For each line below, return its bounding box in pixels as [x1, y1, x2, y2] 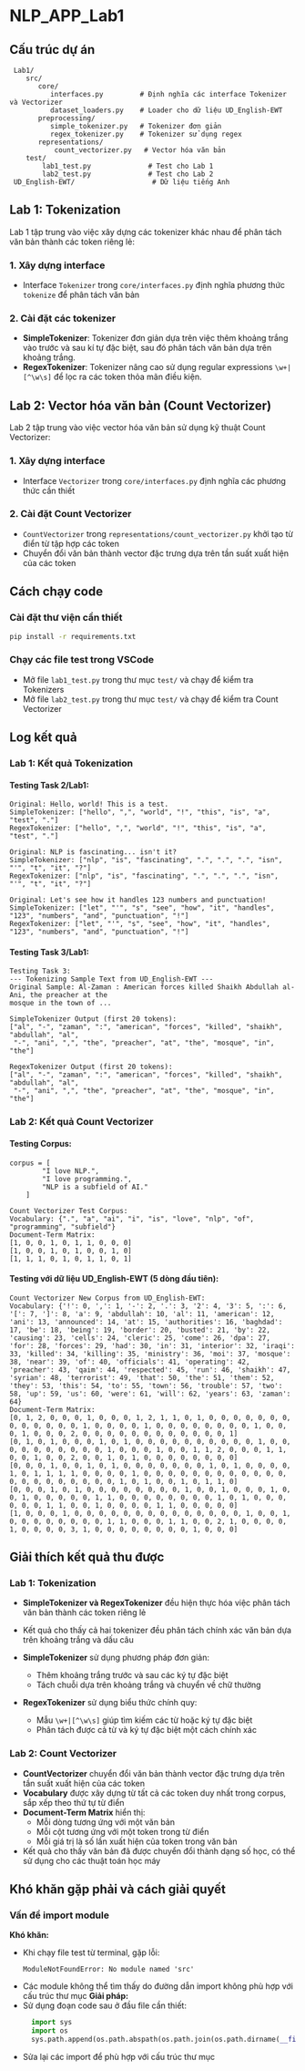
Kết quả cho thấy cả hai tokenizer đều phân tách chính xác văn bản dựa [22, 1624, 292, 1636]
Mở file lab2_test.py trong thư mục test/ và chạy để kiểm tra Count [22, 694, 279, 705]
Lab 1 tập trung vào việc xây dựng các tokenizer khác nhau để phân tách [9, 226, 282, 237]
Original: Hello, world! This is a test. [9, 799, 169, 809]
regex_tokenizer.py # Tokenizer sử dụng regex [49, 129, 243, 139]
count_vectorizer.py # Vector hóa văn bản [54, 146, 226, 155]
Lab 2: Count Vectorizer [9, 1747, 117, 1760]
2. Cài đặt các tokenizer [9, 312, 117, 325]
